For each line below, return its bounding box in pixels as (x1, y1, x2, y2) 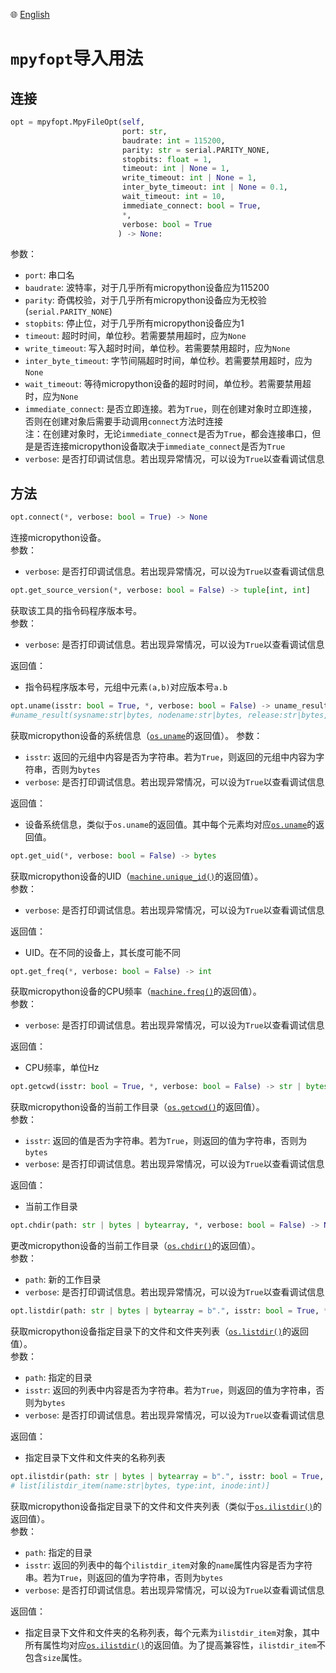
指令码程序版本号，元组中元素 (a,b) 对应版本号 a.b (24, 680, 228, 693)
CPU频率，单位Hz (24, 1062, 100, 1074)
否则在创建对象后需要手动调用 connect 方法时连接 (24, 415, 223, 428)
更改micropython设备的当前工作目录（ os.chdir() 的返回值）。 (10, 1240, 261, 1252)
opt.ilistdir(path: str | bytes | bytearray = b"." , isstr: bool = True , (10, 1472, 325, 1482)
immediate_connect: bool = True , (121, 200, 262, 211)
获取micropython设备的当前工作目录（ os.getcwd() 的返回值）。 (10, 1101, 265, 1113)
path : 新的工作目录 (24, 1274, 102, 1286)
